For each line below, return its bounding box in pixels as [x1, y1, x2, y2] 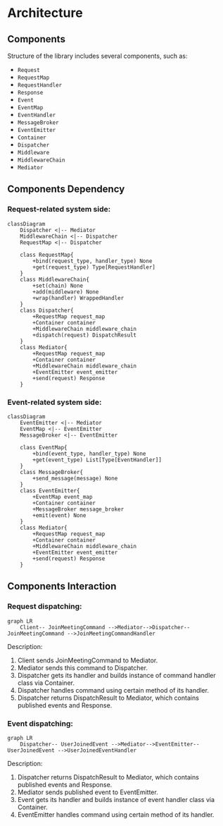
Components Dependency [7, 183, 125, 195]
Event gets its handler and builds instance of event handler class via [17, 795, 215, 803]
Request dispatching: [7, 602, 82, 612]
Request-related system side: [7, 205, 111, 214]
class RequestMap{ [20, 251, 74, 258]
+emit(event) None [32, 511, 87, 519]
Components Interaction [7, 581, 117, 593]
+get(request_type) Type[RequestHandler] [32, 263, 156, 271]
